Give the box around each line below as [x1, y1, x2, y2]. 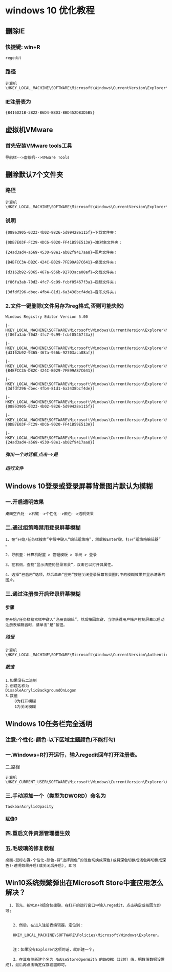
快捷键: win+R [5, 43, 40, 50]
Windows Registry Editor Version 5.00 [5, 314, 88, 319]
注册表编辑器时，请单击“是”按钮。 [5, 622, 68, 627]
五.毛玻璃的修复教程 [5, 844, 55, 852]
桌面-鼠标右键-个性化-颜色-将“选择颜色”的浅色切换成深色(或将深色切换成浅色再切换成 [5, 858, 163, 863]
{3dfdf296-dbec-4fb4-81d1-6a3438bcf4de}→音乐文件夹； [5, 290, 118, 295]
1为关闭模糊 [14, 704, 36, 710]
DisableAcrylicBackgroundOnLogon [5, 688, 77, 693]
